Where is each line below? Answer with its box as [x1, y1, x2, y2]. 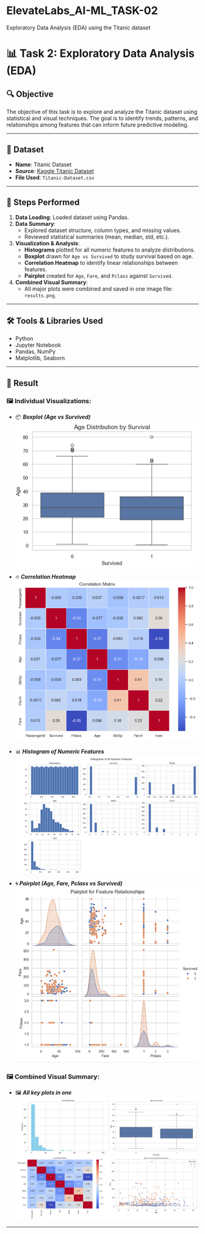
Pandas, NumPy [15, 348, 56, 355]
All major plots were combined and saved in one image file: [24, 285, 173, 292]
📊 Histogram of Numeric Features [15, 748, 105, 755]
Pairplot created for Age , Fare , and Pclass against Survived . [24, 272, 173, 279]
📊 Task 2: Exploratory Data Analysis [6, 46, 195, 61]
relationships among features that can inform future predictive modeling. [6, 121, 189, 128]
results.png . [24, 291, 57, 299]
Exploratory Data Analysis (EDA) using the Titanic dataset [6, 24, 151, 31]
